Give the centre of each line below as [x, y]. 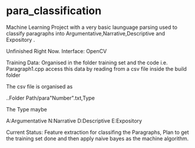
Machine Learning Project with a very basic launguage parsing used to [92, 27]
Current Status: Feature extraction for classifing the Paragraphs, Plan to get [98, 132]
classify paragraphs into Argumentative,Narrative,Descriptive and [86, 33]
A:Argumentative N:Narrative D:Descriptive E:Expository [74, 121]
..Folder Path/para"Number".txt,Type [51, 98]
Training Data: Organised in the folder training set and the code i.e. [87, 63]
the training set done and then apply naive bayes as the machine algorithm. [97, 138]
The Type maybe [27, 109]
